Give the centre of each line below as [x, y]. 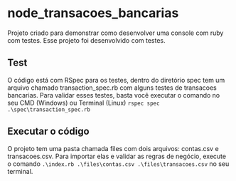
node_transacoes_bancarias [93, 13]
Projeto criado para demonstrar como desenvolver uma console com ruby [116, 33]
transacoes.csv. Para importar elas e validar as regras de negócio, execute [117, 156]
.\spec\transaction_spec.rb [49, 109]
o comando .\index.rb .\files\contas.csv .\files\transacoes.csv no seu [118, 164]
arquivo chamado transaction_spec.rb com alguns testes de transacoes [112, 88]
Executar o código [49, 131]
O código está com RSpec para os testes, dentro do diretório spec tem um [116, 80]
